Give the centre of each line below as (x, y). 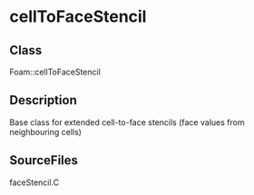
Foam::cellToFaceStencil (55, 72)
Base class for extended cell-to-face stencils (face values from (127, 122)
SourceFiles (44, 161)
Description (43, 100)
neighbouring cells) (45, 132)
